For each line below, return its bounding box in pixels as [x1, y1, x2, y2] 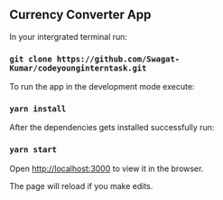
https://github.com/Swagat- [56, 53, 181, 64]
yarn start [9, 145, 57, 155]
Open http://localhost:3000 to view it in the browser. [9, 163, 204, 174]
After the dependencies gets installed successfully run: [9, 122, 215, 133]
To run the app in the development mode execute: [9, 81, 195, 92]
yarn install [9, 104, 67, 114]
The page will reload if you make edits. [9, 180, 153, 191]
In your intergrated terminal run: [9, 31, 128, 42]
